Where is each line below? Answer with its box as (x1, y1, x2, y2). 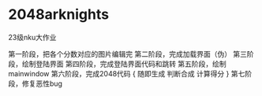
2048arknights (8, 6, 109, 24)
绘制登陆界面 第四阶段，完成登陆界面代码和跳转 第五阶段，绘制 (21, 59, 226, 68)
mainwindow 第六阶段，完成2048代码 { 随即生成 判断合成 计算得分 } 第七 (8, 68, 245, 78)
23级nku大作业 (8, 32, 57, 42)
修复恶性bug (21, 79, 63, 88)
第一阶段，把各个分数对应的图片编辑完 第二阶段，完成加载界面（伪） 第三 (8, 49, 247, 58)
